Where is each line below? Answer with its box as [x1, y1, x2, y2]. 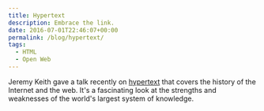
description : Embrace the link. [8, 19, 115, 27]
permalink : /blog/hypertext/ [8, 33, 104, 42]
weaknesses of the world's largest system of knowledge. [8, 94, 194, 103]
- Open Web [15, 56, 51, 64]
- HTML [15, 48, 37, 56]
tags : [8, 41, 26, 49]
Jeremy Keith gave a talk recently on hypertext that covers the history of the [8, 76, 257, 87]
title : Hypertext [8, 11, 66, 20]
